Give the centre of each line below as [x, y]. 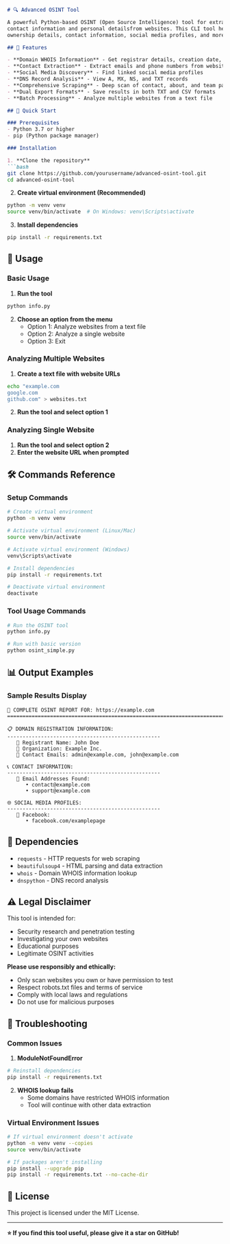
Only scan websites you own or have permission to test [95, 980]
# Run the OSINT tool [38, 625]
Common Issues [35, 1043]
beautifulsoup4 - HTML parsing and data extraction [90, 866]
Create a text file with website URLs [69, 374]
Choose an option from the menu [65, 319]
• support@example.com [57, 791]
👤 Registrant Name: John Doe [57, 743]
